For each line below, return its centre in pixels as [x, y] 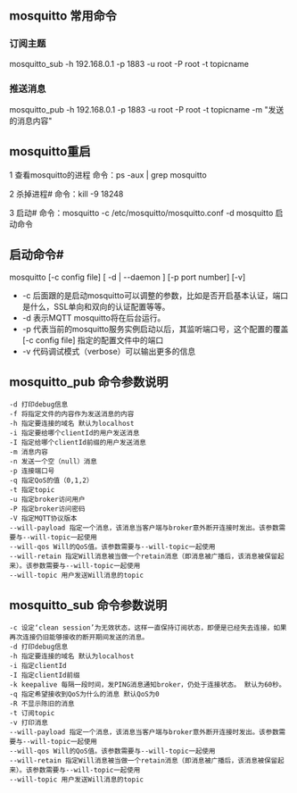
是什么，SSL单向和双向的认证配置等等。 [96, 306]
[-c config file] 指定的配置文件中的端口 [93, 340]
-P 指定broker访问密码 [47, 509]
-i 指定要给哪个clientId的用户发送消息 [74, 433]
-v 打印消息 [29, 723]
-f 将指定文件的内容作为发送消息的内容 [72, 414]
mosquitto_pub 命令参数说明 [89, 382]
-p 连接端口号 [32, 472]
